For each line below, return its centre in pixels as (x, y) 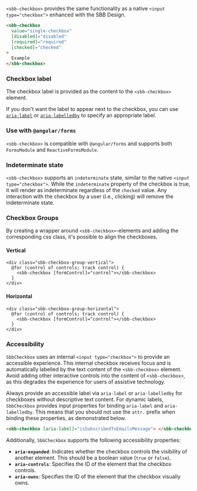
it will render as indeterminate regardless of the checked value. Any (86, 190)
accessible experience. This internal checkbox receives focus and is (89, 363)
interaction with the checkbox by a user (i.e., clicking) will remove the (90, 196)
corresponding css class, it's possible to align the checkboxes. (82, 237)
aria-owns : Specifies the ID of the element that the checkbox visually (97, 476)
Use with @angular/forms (41, 130)
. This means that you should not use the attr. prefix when (104, 412)
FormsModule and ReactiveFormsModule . (52, 150)
